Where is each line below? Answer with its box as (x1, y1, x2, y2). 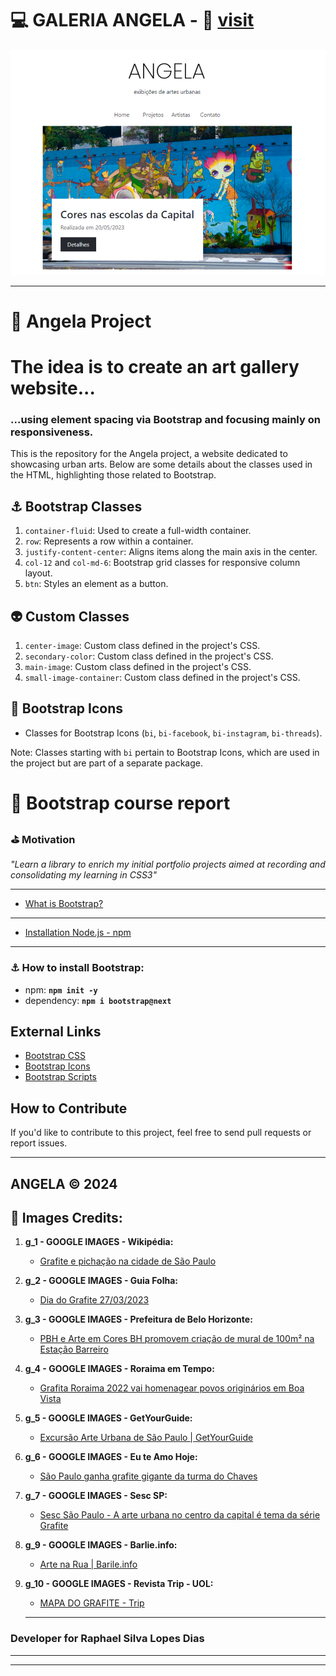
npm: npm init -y (24, 983, 98, 996)
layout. (24, 567, 53, 579)
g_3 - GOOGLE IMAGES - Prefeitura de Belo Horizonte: (24, 1313, 253, 1326)
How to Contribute (10, 1100, 128, 1117)
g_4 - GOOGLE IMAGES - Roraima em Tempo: (24, 1363, 215, 1375)
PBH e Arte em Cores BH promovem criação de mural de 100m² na (39, 1333, 315, 1345)
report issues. (10, 1137, 68, 1149)
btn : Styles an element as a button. (24, 578, 169, 590)
